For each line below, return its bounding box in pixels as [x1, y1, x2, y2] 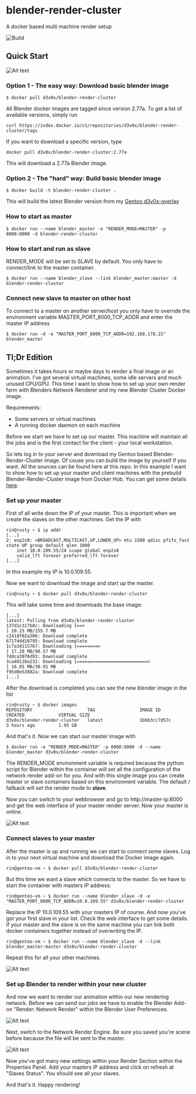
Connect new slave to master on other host [6, 294, 131, 302]
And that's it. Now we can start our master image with [6, 733, 136, 740]
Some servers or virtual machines [14, 416, 96, 423]
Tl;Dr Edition [6, 352, 53, 362]
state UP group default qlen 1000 [6, 543, 91, 549]
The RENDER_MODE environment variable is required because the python [6, 760, 184, 767]
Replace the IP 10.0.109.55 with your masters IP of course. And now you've [6, 908, 186, 915]
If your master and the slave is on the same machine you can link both [6, 921, 175, 928]
